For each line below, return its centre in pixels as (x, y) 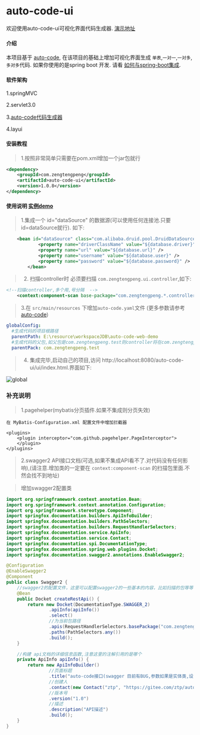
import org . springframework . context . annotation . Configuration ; (86, 505)
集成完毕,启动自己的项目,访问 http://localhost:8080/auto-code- (107, 360)
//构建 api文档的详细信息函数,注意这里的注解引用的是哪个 (79, 654)
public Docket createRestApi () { (58, 599)
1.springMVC (22, 93)
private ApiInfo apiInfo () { (53, 660)
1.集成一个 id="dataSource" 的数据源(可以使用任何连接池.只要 (96, 220)
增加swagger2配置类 (46, 488)
